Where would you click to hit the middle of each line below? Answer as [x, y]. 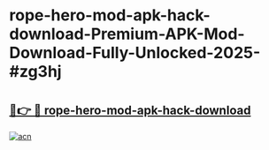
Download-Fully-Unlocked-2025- [135, 53]
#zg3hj [35, 72]
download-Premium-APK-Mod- [127, 34]
